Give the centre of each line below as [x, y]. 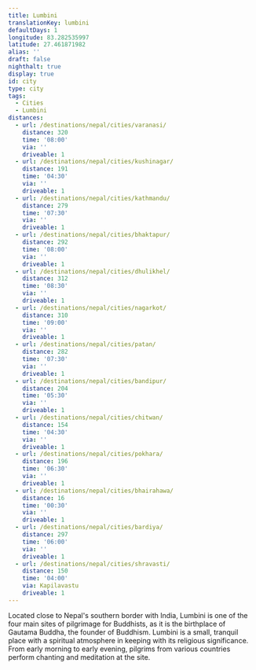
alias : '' [24, 52]
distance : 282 [45, 352]
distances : [26, 118]
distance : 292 [45, 242]
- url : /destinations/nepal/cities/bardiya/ [89, 528]
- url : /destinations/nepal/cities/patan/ [86, 344]
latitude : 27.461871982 [47, 45]
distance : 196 [45, 462]
